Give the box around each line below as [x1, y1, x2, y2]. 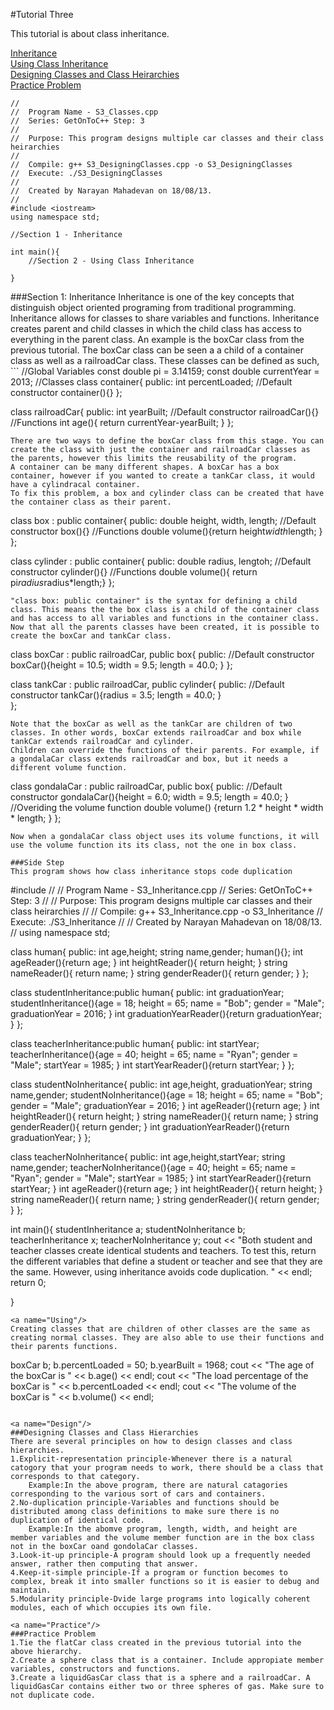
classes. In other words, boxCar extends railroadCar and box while [10, 728, 302, 738]
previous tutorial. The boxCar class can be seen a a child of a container [10, 344, 304, 356]
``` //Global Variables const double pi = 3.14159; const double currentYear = [10, 365, 320, 377]
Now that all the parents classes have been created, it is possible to [10, 622, 320, 632]
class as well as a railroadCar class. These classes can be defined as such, [10, 355, 320, 366]
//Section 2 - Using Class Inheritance [28, 256, 195, 266]
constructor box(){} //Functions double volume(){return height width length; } [10, 525, 323, 537]
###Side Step [10, 858, 65, 868]
